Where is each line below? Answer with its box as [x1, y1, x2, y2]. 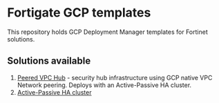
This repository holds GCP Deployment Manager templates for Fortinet [7, 28, 209, 36]
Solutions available [7, 55, 91, 67]
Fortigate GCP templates [7, 5, 151, 21]
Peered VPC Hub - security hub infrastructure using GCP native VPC [17, 73, 213, 82]
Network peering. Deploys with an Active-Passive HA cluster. [17, 81, 192, 89]
